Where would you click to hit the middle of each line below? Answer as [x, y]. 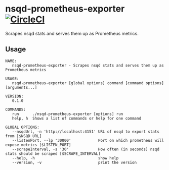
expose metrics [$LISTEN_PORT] [38, 145]
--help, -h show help [65, 158]
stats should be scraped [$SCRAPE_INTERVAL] [53, 154]
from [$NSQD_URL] [24, 136]
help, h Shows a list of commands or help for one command [77, 118]
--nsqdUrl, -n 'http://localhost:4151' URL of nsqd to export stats [86, 132]
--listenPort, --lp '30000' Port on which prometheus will [88, 140]
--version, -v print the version [74, 162]
